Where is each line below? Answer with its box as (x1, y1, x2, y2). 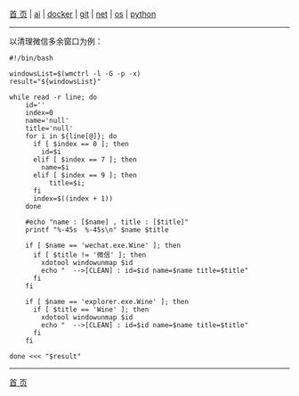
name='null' (25, 116, 69, 125)
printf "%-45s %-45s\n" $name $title (25, 226, 169, 235)
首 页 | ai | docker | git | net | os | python (9, 9, 157, 19)
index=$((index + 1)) (32, 194, 114, 203)
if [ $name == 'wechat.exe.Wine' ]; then (25, 241, 181, 250)
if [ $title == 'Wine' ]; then (32, 305, 149, 314)
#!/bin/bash (9, 54, 53, 62)
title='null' (25, 124, 74, 133)
